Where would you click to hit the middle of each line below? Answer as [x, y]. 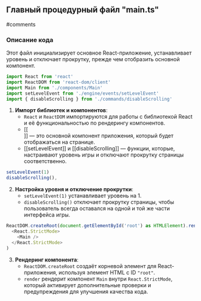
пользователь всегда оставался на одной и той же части [97, 209]
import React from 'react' [40, 77]
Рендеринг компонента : [47, 260]
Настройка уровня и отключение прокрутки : [74, 189]
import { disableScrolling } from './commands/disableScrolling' [89, 99]
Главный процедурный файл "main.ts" [83, 10]
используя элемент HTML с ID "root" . [107, 272]
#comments [21, 24]
